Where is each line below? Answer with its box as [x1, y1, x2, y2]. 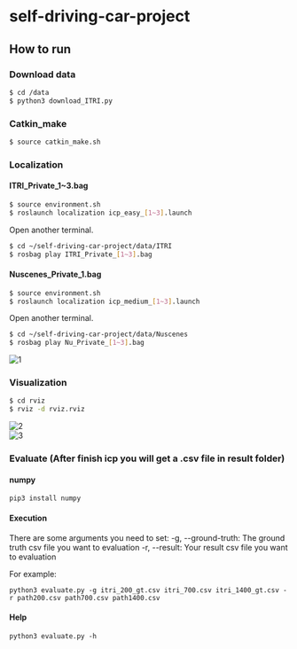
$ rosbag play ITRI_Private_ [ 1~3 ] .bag [9, 250, 152, 259]
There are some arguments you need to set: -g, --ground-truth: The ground [9, 532, 285, 543]
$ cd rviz [9, 396, 46, 405]
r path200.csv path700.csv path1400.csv [9, 593, 161, 602]
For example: [9, 568, 58, 579]
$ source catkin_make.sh [9, 137, 101, 146]
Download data [9, 68, 76, 81]
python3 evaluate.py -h [9, 631, 98, 640]
